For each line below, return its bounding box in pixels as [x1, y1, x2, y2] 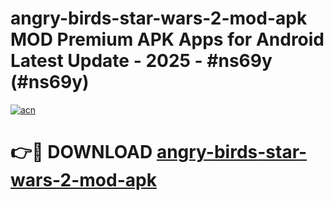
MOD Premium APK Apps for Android [10, 28, 325, 51]
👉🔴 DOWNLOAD [10, 141, 153, 164]
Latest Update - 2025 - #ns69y [10, 50, 273, 72]
